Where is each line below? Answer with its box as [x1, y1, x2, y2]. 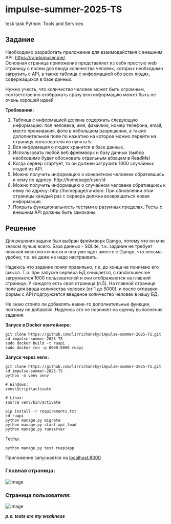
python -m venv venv [5, 373, 50, 378]
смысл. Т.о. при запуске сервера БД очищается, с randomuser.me [5, 269, 151, 275]
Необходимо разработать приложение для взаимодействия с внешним [5, 49, 163, 55]
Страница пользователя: [5, 491, 71, 498]
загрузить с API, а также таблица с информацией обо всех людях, [5, 71, 150, 77]
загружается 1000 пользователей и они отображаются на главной [5, 275, 151, 281]
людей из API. [12, 165, 44, 172]
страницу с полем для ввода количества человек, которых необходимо [5, 65, 163, 71]
